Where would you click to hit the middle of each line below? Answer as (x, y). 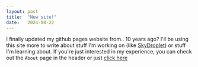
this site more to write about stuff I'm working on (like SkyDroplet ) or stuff (96, 45)
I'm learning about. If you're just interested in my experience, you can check (99, 52)
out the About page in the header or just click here (67, 58)
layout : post (22, 11)
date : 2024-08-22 (30, 22)
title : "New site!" (32, 17)
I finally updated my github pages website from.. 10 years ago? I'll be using (97, 39)
